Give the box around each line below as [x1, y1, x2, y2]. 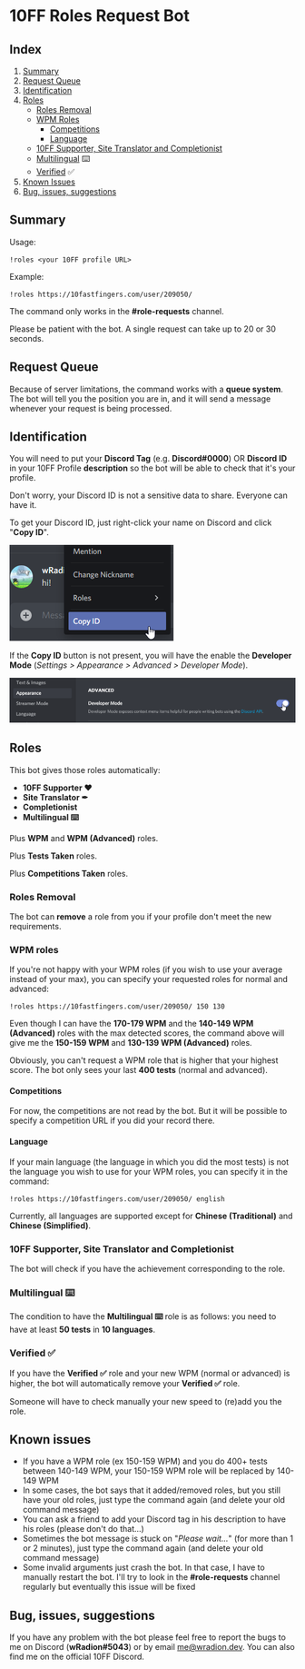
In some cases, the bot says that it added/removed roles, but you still [22, 1485, 281, 1495]
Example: [9, 271, 44, 282]
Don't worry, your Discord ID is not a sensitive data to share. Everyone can [9, 490, 288, 501]
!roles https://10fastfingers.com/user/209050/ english [9, 1194, 225, 1204]
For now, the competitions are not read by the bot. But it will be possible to [9, 1106, 288, 1117]
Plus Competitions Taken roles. [9, 868, 129, 879]
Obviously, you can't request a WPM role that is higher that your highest [9, 1055, 279, 1066]
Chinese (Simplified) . [9, 1219, 92, 1231]
